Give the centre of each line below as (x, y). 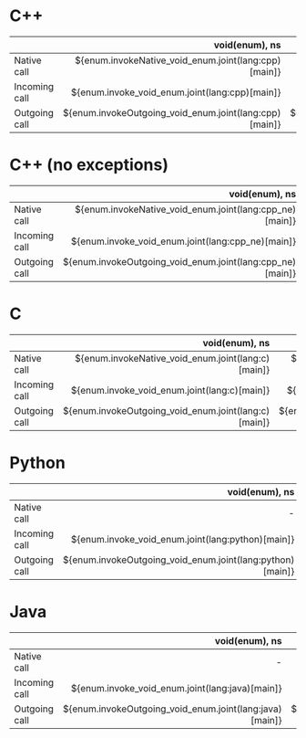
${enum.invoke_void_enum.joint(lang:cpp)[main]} (176, 92)
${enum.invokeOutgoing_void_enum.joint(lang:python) (178, 560)
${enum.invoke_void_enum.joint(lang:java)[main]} (176, 688)
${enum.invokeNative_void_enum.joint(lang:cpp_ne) (185, 209)
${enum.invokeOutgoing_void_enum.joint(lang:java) (172, 709)
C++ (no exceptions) (89, 165)
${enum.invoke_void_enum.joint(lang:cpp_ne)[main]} (184, 241)
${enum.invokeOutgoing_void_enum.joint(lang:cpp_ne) (179, 261)
